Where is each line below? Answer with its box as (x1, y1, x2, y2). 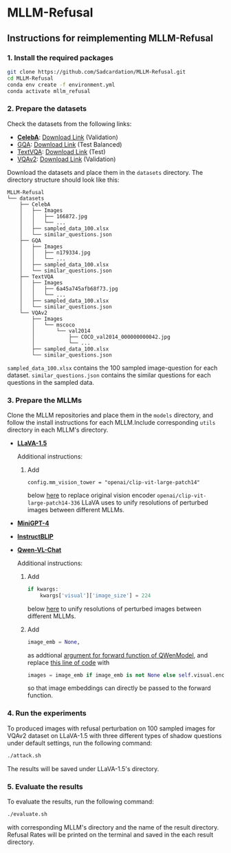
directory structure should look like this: (7, 176, 120, 184)
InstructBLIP (16, 532, 54, 540)
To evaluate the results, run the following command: (7, 797, 155, 805)
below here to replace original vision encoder (27, 491, 156, 499)
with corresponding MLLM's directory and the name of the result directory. (7, 823, 219, 831)
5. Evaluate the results (7, 781, 84, 791)
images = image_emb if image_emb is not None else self (27, 671, 191, 679)
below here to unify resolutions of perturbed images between (27, 604, 201, 613)
